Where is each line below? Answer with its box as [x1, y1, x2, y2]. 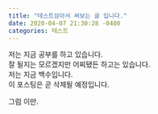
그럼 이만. [8, 97, 39, 107]
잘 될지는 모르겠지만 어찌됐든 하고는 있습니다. [8, 59, 151, 69]
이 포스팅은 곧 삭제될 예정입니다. [8, 79, 110, 89]
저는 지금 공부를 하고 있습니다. [8, 50, 103, 59]
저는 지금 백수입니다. [8, 70, 73, 79]
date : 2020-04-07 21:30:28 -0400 [8, 19, 121, 27]
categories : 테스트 [8, 26, 69, 35]
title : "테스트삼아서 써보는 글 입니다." [8, 11, 127, 20]
